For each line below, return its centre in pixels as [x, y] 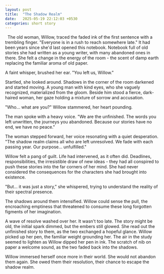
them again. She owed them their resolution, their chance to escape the [77, 262]
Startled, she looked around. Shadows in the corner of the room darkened [80, 82]
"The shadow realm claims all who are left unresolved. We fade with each [79, 142]
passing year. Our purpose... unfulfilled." [46, 147]
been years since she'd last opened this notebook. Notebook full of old [77, 47]
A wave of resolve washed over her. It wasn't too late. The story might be [79, 221]
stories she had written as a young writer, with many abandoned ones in [78, 53]
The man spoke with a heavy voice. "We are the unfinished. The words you [81, 117]
